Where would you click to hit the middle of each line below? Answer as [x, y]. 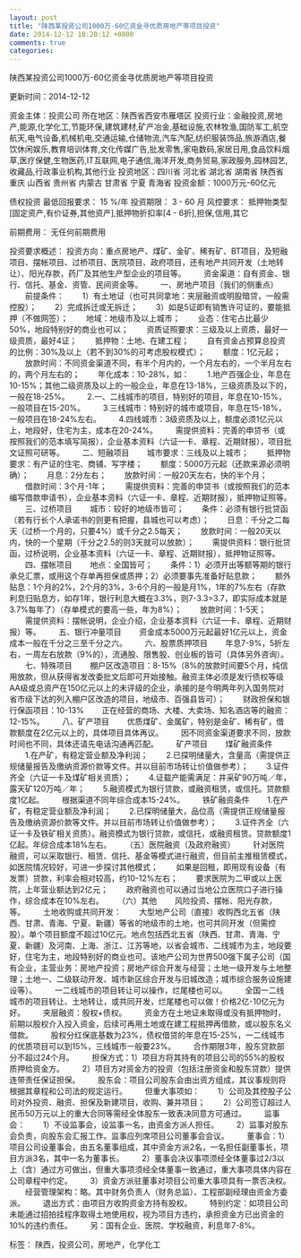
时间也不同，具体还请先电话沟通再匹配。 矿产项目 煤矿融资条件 [141, 744]
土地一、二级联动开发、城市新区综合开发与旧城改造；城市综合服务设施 [154, 979]
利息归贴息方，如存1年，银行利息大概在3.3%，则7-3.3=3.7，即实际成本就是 [149, 599]
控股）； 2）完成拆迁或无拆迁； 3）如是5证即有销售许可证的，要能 [146, 307]
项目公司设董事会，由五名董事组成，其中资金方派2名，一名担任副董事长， [145, 1147]
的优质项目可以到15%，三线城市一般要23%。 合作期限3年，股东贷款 [143, 1047]
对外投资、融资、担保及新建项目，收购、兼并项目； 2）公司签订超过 [150, 1102]
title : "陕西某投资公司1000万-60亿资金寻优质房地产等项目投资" [115, 26]
